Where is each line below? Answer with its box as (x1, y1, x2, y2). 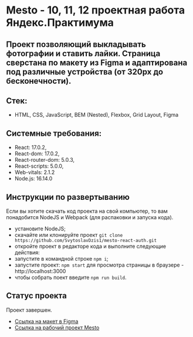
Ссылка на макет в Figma (14, 318, 79, 325)
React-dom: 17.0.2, (14, 150, 60, 157)
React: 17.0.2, (14, 144, 47, 151)
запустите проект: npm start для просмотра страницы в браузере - (14, 261, 184, 268)
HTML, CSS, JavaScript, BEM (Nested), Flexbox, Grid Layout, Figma (14, 111, 179, 118)
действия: (14, 249, 40, 256)
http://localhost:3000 (14, 268, 66, 275)
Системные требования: (6, 128, 102, 138)
